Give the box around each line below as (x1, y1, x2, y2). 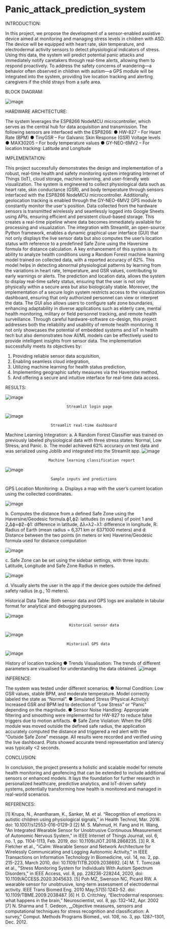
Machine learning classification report (48, 457, 135, 463)
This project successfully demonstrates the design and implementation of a (5, 165, 163, 171)
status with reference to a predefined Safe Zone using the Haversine (5, 240, 149, 246)
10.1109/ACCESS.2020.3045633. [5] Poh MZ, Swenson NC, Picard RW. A (5, 876, 157, 882)
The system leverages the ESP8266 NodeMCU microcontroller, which (5, 118, 151, 124)
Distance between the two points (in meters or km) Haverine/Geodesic (5, 532, 153, 538)
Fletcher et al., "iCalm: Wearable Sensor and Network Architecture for (5, 843, 151, 849)
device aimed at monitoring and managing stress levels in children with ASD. (5, 36, 165, 42)
